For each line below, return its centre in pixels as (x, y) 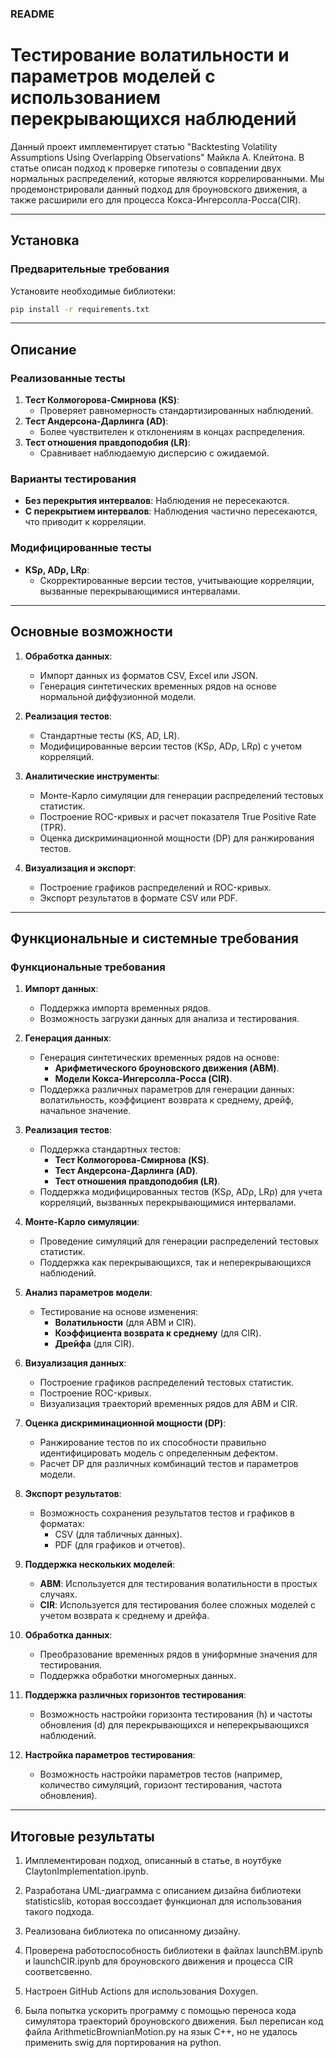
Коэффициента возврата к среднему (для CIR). (158, 1333)
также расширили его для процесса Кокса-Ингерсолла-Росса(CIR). (156, 199)
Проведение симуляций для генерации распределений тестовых (179, 1241)
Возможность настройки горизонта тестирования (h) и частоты (176, 1714)
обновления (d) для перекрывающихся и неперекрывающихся (174, 1725)
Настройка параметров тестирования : (110, 1755)
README (32, 14)
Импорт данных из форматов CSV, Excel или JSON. (148, 675)
